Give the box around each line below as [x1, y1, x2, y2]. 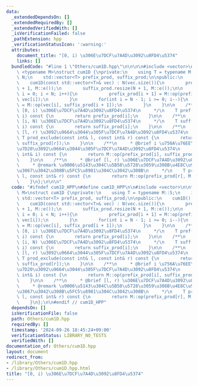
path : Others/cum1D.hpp [11, 316, 70, 322]
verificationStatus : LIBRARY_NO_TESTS [11, 332, 107, 338]
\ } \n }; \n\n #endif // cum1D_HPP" [16, 299, 107, 306]
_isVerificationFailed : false [11, 31, 85, 37]
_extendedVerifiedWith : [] [11, 25, 78, 31]
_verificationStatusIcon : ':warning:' [11, 42, 107, 48]
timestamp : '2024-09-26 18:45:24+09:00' [11, 327, 112, 333]
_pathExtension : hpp [11, 36, 62, 42]
